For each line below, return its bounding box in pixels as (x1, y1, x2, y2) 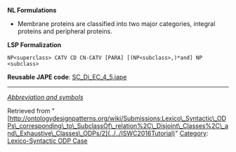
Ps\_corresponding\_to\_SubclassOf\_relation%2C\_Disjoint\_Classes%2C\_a (7, 122, 229, 129)
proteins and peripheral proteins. (17, 27, 112, 35)
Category (179, 129, 207, 137)
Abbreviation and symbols (7, 93, 84, 101)
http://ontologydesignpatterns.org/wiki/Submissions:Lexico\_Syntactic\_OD (9, 114, 227, 122)
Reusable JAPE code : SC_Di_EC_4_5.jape (7, 73, 127, 81)
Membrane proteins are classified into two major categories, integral (17, 20, 216, 27)
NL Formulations (7, 6, 57, 14)
